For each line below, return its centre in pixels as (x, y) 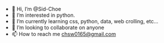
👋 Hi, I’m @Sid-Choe (36, 9)
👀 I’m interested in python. (43, 15)
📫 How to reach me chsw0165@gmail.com (64, 34)
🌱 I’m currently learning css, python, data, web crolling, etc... (85, 21)
